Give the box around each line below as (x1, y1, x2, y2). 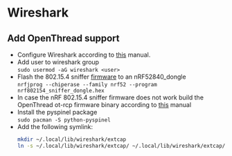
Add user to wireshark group (17, 58, 99, 66)
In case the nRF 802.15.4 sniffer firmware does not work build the (17, 93, 204, 101)
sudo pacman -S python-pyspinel (17, 117, 111, 124)
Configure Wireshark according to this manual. (17, 50, 151, 59)
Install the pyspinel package (17, 108, 98, 116)
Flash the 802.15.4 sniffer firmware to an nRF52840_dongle (17, 72, 186, 81)
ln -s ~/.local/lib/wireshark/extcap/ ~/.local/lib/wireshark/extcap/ (17, 142, 226, 149)
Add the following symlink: (17, 123, 93, 130)
